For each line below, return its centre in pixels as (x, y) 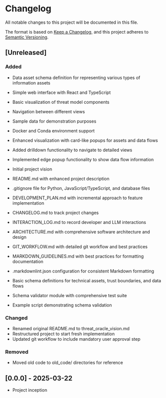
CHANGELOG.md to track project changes (55, 213)
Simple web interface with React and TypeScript (61, 92)
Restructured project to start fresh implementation (63, 334)
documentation (28, 261)
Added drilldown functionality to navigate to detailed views (72, 150)
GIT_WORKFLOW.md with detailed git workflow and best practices (80, 246)
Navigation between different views (49, 111)
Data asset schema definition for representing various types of (76, 78)
